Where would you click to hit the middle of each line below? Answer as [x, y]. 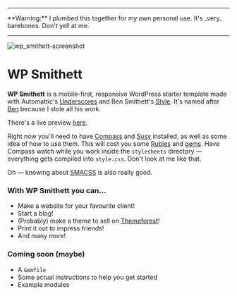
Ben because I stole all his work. [54, 109]
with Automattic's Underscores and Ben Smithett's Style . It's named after [114, 101]
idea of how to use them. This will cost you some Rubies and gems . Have [114, 143]
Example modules [43, 284]
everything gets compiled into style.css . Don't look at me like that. [104, 159]
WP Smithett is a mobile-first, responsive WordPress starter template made [117, 94]
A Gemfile [32, 269]
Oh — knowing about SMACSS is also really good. [80, 172]
